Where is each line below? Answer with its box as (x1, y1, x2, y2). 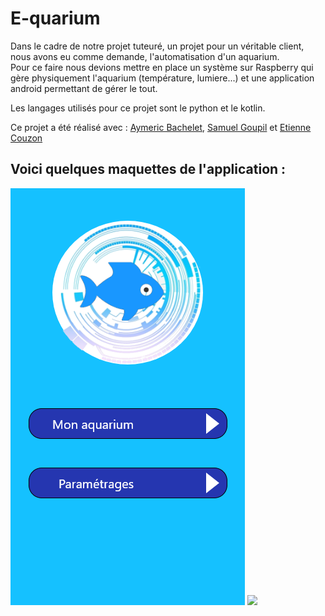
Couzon (10, 132, 43, 144)
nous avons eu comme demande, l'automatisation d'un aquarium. (10, 50, 280, 62)
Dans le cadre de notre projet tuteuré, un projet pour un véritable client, (10, 40, 305, 52)
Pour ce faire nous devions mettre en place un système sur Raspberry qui (10, 61, 314, 73)
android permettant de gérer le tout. (10, 82, 158, 94)
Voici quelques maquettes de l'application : (10, 161, 287, 178)
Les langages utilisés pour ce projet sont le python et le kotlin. (10, 102, 266, 114)
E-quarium (10, 7, 101, 30)
